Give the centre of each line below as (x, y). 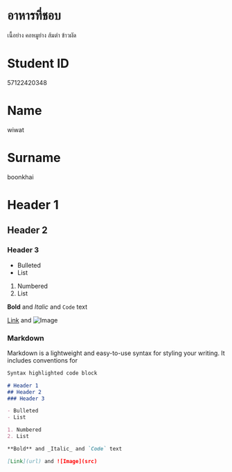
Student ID (38, 64)
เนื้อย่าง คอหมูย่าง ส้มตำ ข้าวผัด (42, 35)
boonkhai (20, 176)
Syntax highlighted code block (52, 373)
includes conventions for (43, 360)
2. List (18, 437)
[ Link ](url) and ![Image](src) (52, 461)
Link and (19, 320)
